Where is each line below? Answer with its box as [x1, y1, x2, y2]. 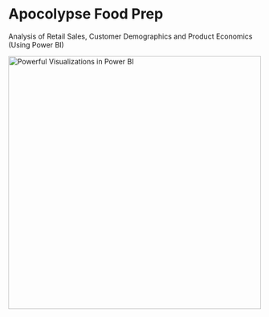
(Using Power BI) [8, 39, 64, 49]
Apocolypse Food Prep [8, 5, 164, 23]
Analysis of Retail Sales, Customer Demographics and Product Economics [8, 31, 253, 41]
